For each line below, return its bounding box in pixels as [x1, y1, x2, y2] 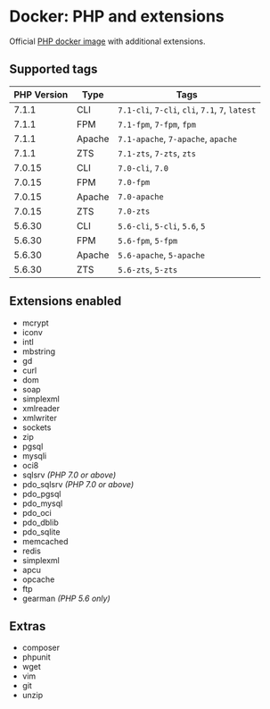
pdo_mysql [21, 498, 63, 509]
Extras [9, 619, 46, 634]
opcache [21, 574, 55, 585]
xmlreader [21, 402, 61, 413]
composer [21, 642, 61, 654]
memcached [21, 536, 69, 546]
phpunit [21, 652, 51, 663]
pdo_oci [21, 507, 52, 518]
